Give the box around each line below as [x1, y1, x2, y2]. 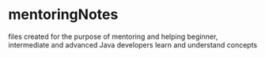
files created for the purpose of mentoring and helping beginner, [8, 32, 218, 41]
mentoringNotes [8, 6, 119, 24]
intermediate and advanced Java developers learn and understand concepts [8, 40, 258, 49]
